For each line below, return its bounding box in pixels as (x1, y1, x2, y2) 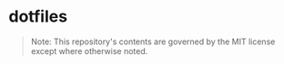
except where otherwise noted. (30, 45, 148, 56)
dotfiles (8, 6, 68, 27)
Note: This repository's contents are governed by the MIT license (30, 36, 276, 47)
